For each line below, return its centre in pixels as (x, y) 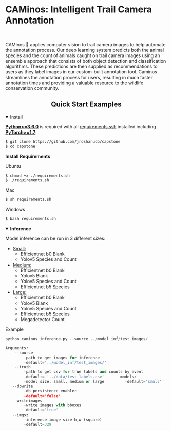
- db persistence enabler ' (52, 391)
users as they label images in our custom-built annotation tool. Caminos (81, 72)
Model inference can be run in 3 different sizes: (55, 238)
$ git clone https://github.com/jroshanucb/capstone (63, 142)
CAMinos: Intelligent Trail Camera (79, 10)
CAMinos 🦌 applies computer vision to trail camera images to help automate (85, 44)
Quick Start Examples (86, 105)
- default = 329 (38, 424)
